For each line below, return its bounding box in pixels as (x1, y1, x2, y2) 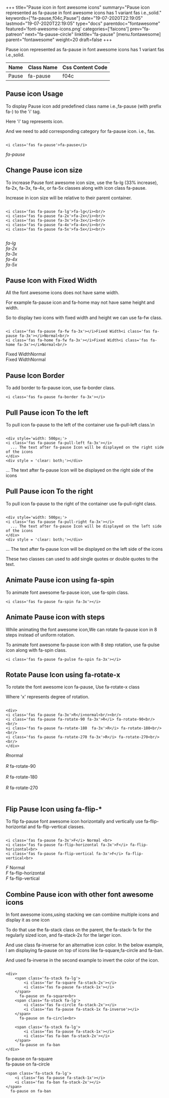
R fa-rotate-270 (6, 785, 38, 791)
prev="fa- (130, 26, 150, 32)
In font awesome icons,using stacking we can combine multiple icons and (6, 911, 159, 917)
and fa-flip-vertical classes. (27, 824, 85, 830)
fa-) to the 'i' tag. (6, 109, 41, 115)
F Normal (6, 865, 25, 871)
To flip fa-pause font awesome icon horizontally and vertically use (6, 819, 143, 825)
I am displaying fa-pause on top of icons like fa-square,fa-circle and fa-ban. (6, 947, 164, 953)
